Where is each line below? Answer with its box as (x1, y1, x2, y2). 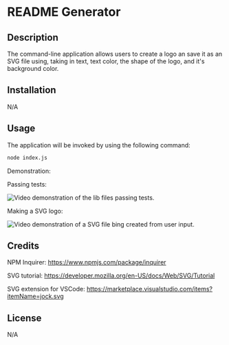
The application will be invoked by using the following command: (7, 140, 190, 149)
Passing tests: (7, 180, 47, 188)
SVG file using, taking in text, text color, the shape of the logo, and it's (7, 57, 205, 65)
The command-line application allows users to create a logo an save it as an (7, 50, 223, 58)
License (7, 312, 42, 324)
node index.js (7, 154, 48, 161)
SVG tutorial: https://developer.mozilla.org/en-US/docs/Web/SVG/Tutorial (7, 271, 215, 280)
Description (7, 32, 58, 43)
